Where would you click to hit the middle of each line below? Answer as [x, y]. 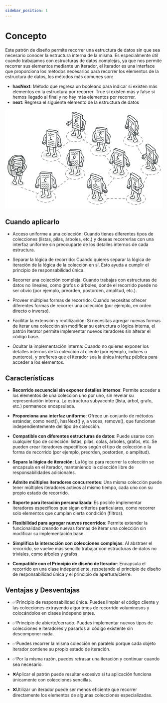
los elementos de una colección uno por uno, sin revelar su [73, 395]
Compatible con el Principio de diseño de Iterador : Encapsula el [79, 564]
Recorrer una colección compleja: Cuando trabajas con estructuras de [84, 280]
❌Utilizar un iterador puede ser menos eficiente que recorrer [75, 689]
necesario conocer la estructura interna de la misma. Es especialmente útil [82, 55]
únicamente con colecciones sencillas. [52, 680]
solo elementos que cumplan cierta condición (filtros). [68, 513]
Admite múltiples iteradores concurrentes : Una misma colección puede [87, 482]
